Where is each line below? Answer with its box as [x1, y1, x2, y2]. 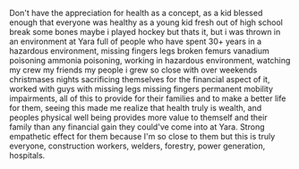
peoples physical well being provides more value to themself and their [9, 112, 268, 123]
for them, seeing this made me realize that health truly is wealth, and [9, 103, 262, 113]
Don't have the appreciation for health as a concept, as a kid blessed [9, 8, 263, 18]
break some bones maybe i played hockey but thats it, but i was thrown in [9, 27, 281, 37]
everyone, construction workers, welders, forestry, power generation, [9, 140, 266, 151]
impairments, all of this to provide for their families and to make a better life [9, 93, 286, 104]
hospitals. [9, 150, 46, 160]
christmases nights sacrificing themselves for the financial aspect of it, [9, 74, 270, 84]
